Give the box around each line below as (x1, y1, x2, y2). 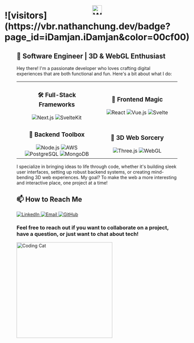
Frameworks (38, 101, 75, 109)
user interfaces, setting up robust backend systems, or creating (16, 168, 151, 175)
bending (16, 174, 34, 180)
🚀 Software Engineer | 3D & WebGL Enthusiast (16, 52, 166, 60)
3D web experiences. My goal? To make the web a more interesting (35, 174, 177, 180)
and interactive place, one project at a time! (16, 180, 108, 186)
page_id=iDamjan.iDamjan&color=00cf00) (4, 32, 190, 43)
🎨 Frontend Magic (111, 95, 163, 104)
